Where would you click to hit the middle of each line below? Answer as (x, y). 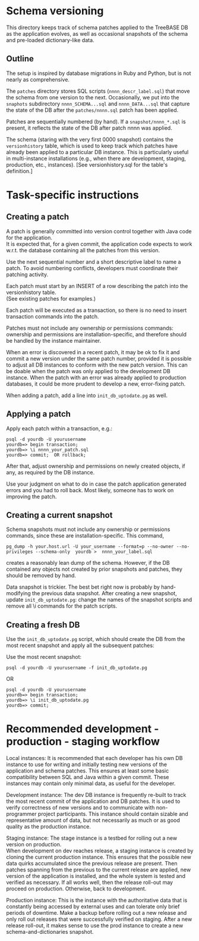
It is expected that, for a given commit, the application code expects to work (99, 244)
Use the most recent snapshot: (44, 657)
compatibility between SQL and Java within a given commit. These (88, 777)
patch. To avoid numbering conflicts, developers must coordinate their (92, 268)
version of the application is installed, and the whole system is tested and (96, 876)
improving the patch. (31, 496)
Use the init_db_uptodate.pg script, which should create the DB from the (96, 639)
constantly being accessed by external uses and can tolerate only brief (93, 906)
